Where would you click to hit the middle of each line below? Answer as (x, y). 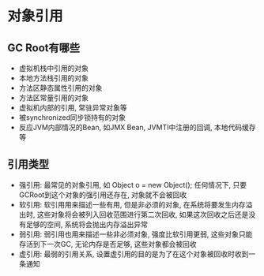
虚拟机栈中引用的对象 (53, 68)
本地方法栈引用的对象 (53, 78)
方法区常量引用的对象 (53, 98)
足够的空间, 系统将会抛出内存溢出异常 (87, 224)
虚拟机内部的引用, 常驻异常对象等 (73, 108)
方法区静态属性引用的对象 (60, 88)
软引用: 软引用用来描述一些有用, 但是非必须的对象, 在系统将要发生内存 (132, 204)
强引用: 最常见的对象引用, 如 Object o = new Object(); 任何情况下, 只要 (132, 185)
